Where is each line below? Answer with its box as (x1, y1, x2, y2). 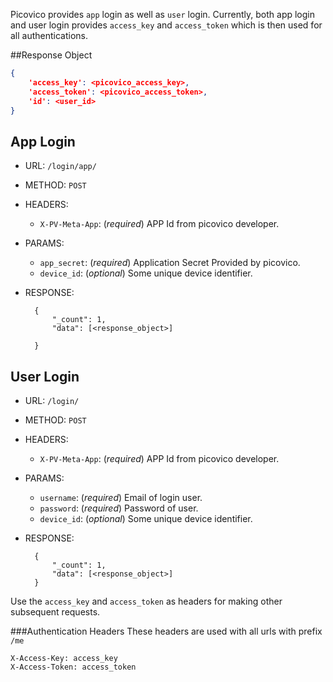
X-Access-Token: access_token (10, 662, 137, 672)
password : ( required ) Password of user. (39, 502, 199, 514)
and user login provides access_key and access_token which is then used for (10, 19, 323, 31)
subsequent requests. (10, 606, 101, 618)
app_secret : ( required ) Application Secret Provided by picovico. (39, 257, 301, 269)
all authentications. (10, 30, 89, 41)
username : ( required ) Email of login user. (39, 492, 203, 503)
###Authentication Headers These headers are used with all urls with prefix (10, 625, 323, 637)
